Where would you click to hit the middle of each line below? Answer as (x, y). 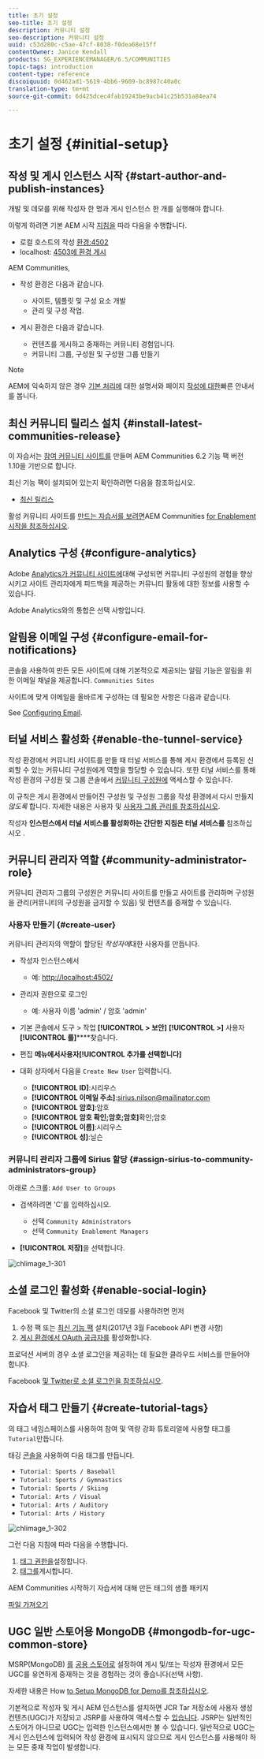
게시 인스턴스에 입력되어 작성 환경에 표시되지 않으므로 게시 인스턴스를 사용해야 (128, 1737)
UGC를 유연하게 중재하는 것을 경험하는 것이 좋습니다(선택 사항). (106, 1674)
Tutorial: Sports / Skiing (64, 1488)
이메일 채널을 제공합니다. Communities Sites (86, 680)
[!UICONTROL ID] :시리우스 (74, 1087)
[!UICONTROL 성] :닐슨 (67, 1137)
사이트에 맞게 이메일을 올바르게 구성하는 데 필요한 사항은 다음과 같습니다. (119, 697)
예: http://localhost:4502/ (72, 977)
